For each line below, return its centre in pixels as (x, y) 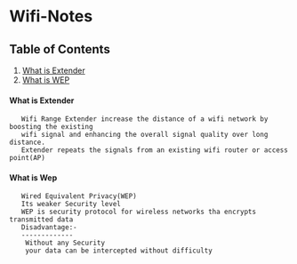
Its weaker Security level (71, 204)
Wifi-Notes (51, 16)
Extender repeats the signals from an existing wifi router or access (155, 150)
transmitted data (41, 220)
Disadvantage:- (49, 228)
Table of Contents (60, 49)
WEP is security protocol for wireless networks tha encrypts (138, 212)
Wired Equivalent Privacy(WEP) (79, 196)
